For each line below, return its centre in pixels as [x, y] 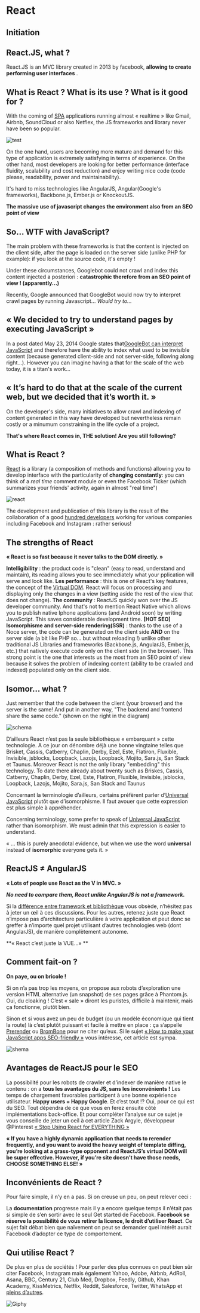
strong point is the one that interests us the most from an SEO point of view [99, 657]
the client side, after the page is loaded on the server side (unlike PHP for [96, 253]
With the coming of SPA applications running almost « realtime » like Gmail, [99, 116]
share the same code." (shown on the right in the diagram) [78, 716]
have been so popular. [33, 128]
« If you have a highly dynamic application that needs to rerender [89, 1138]
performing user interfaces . [42, 73]
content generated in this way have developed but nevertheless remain [93, 418]
